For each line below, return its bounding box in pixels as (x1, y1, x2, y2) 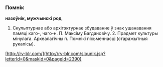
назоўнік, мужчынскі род (5, 15, 62, 21)
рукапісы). (12, 41, 35, 47)
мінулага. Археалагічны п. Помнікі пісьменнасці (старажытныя (12, 35, 148, 41)
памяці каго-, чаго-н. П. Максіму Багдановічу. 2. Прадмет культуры (12, 30, 158, 36)
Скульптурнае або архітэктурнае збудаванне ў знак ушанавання (12, 25, 152, 31)
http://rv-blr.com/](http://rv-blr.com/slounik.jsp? (7, 50, 106, 56)
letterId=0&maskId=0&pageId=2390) (5, 56, 82, 62)
